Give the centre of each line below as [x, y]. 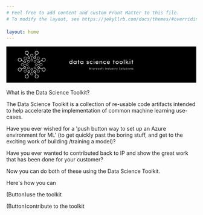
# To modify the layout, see [43, 19]
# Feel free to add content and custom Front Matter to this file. [93, 13]
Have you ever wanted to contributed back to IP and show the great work [97, 153]
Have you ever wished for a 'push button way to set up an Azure [86, 129]
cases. [14, 117]
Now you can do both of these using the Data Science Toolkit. [83, 171]
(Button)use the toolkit [34, 195]
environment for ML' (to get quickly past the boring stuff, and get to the [95, 135]
